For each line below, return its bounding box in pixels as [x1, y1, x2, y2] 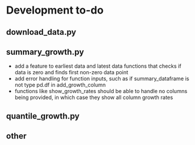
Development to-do [6, 4, 104, 17]
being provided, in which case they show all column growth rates [14, 94, 173, 101]
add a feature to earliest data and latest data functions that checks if [14, 62, 181, 70]
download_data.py [6, 27, 77, 37]
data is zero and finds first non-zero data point [14, 69, 129, 76]
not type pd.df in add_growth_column [14, 81, 106, 88]
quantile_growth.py [6, 111, 80, 121]
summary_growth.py [6, 47, 84, 57]
